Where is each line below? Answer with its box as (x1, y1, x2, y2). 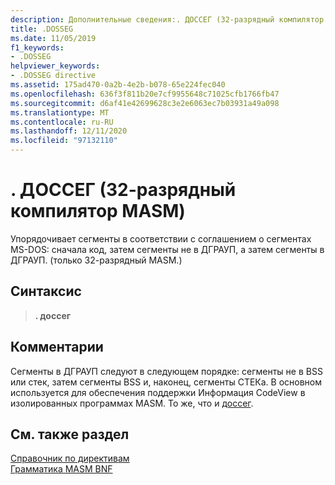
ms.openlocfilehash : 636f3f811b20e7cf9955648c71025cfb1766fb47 (10, 89, 280, 99)
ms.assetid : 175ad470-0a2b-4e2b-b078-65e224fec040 (10, 80, 226, 90)
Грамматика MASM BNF (10, 463, 113, 475)
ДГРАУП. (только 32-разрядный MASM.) (10, 254, 183, 266)
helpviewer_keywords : (10, 61, 101, 71)
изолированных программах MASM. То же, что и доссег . (10, 397, 254, 409)
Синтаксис (10, 283, 82, 300)
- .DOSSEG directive (10, 71, 97, 81)
